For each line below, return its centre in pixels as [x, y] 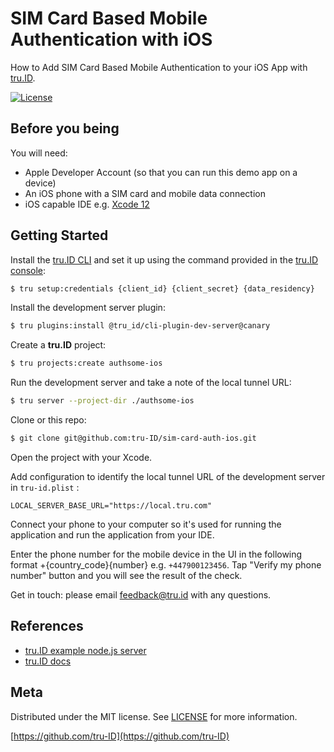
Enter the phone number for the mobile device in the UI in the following [156, 554]
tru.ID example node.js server [85, 650]
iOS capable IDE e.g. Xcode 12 [87, 204]
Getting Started [59, 235]
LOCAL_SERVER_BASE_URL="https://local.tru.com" [111, 505]
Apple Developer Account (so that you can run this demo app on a [161, 172]
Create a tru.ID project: [58, 345]
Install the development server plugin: [88, 308]
